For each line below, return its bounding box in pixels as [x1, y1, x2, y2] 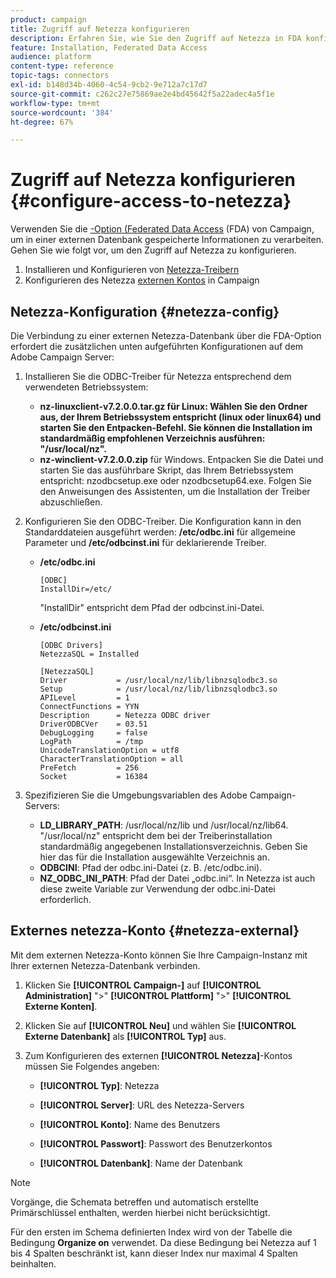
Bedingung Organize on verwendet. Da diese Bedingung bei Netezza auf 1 [10, 1236, 317, 1248]
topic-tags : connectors [10, 71, 110, 81]
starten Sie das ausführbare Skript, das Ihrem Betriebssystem [39, 464, 294, 476]
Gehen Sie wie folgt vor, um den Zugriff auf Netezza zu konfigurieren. [10, 244, 297, 256]
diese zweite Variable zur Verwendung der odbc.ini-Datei [39, 883, 276, 895]
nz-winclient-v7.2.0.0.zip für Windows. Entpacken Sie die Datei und [39, 454, 324, 465]
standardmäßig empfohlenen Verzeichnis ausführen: [39, 432, 266, 444]
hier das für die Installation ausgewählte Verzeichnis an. [39, 851, 270, 863]
